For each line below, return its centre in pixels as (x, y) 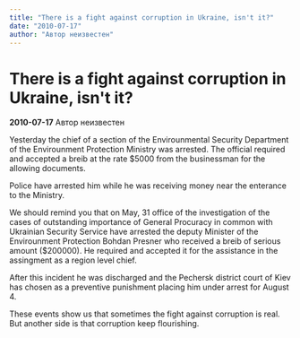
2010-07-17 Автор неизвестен (67, 123)
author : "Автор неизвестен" (62, 34)
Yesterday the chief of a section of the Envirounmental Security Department (149, 140)
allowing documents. (48, 169)
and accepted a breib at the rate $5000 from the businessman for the (137, 159)
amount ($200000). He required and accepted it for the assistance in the (144, 251)
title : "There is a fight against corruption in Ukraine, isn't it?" (142, 17)
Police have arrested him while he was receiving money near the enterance (148, 186)
